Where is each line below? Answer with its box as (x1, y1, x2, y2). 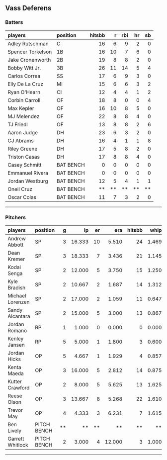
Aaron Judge (7, 129, 38, 136)
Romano (7, 327, 27, 334)
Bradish (7, 284, 26, 291)
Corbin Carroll (7, 96, 41, 103)
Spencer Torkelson (7, 48, 52, 55)
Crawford (7, 384, 30, 391)
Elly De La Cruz (7, 81, 44, 88)
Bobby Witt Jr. (7, 64, 41, 71)
